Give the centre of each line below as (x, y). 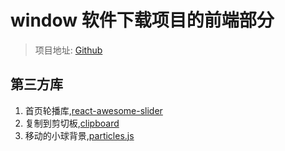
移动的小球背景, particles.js (79, 135)
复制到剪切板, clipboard (72, 123)
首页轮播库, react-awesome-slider (93, 110)
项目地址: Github (68, 50)
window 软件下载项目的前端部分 (142, 20)
